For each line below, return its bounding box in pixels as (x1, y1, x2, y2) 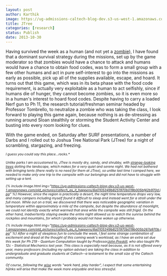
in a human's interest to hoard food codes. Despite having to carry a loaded (5, 96, 160, 102)
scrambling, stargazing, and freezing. (5, 142, 82, 148)
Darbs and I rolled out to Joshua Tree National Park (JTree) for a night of (5, 137, 154, 143)
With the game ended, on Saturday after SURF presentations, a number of (5, 132, 157, 138)
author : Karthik (5, 12, 39, 17)
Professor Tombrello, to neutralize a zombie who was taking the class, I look (5, 106, 161, 112)
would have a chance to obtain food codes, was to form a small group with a (5, 64, 162, 70)
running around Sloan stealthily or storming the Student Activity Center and (5, 117, 160, 123)
